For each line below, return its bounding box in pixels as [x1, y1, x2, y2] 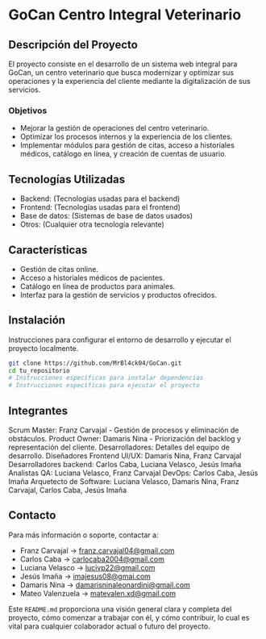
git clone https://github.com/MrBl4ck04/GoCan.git [8, 359, 182, 367]
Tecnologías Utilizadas [8, 172, 126, 186]
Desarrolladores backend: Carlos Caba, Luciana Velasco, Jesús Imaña [8, 460, 242, 470]
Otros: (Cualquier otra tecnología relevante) [19, 219, 165, 229]
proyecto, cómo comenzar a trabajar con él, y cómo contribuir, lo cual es [8, 612, 250, 622]
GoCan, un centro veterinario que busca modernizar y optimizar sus [8, 68, 235, 77]
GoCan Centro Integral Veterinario [8, 6, 242, 24]
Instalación [8, 313, 66, 328]
